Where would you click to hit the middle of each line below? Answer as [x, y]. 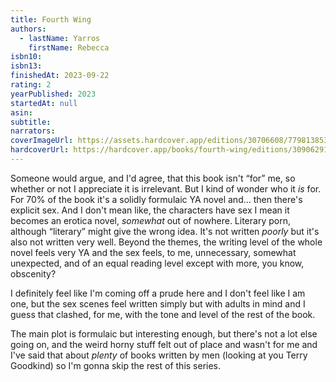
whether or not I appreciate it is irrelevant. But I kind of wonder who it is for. [166, 188]
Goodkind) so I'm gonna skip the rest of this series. [116, 365]
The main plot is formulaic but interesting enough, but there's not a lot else [164, 333]
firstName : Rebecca [69, 47]
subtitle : [31, 122]
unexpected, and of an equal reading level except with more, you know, [157, 263]
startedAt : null [44, 103]
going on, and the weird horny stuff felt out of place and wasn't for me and [164, 344]
